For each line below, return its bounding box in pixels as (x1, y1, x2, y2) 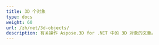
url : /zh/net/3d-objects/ (6, 25, 69, 31)
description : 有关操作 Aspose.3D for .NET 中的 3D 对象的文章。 (6, 30, 156, 36)
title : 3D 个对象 (6, 8, 46, 15)
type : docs (6, 14, 33, 20)
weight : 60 (6, 19, 33, 25)
